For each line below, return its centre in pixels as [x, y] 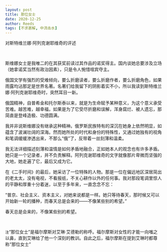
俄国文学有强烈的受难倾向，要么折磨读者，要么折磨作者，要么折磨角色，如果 [83, 80]
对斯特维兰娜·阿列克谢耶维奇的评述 [41, 43]
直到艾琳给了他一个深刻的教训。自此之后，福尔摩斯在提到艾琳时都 [85, 238]
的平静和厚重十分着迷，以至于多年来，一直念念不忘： [60, 184]
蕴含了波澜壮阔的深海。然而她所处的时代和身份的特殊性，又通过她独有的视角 [83, 132]
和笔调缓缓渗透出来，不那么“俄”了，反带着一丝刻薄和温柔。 [66, 138]
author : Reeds [20, 24]
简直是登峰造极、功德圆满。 [34, 115]
